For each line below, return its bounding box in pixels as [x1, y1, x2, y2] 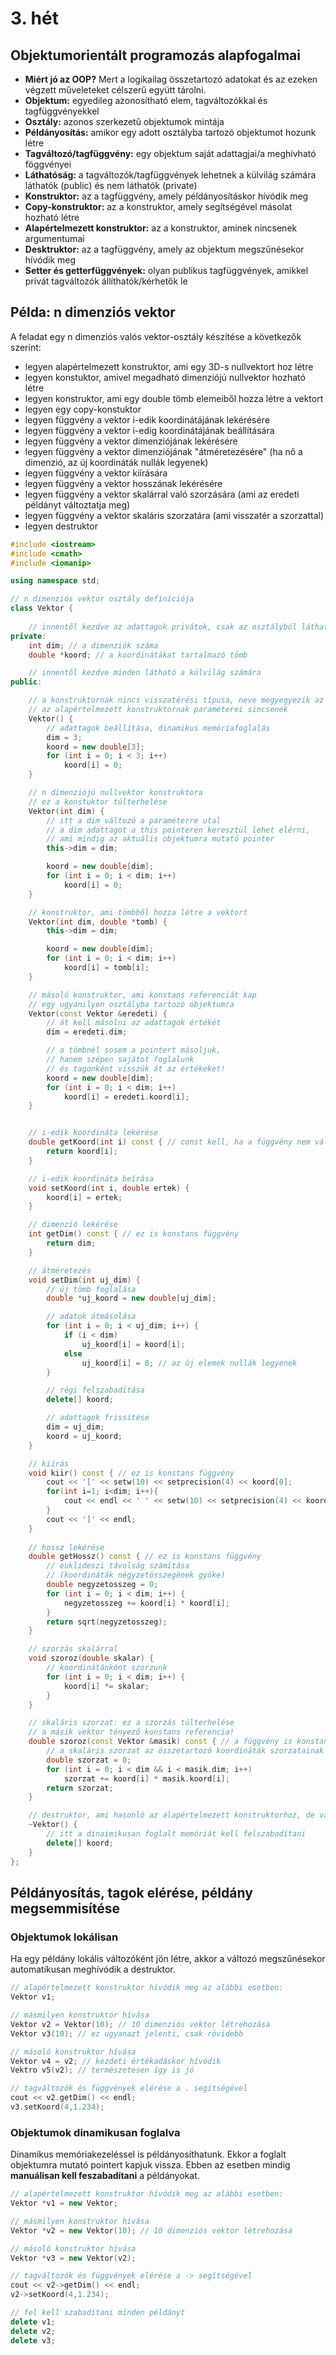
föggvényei [24, 158, 72, 170]
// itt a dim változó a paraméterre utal [46, 815, 222, 826]
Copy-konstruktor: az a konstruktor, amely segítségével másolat [24, 201, 293, 212]
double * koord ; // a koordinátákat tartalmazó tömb [28, 650, 248, 660]
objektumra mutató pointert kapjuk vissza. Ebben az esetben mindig [10, 2159, 291, 2171]
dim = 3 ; [46, 732, 83, 742]
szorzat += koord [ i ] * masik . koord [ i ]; [63, 1773, 230, 1784]
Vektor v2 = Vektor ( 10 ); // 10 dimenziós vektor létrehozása [10, 2019, 271, 2029]
